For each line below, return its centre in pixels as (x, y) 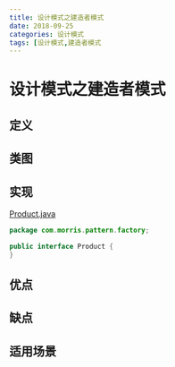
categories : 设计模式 (47, 34)
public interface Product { (62, 246)
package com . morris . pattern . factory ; (79, 230)
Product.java (33, 214)
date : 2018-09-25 (42, 26)
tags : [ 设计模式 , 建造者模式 (55, 43)
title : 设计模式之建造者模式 (57, 17)
